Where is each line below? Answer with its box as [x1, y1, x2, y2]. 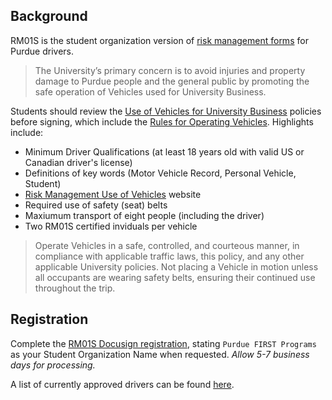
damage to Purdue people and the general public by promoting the [34, 75, 310, 87]
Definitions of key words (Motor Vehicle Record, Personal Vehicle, [24, 167, 297, 179]
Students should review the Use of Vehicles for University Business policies [10, 105, 322, 117]
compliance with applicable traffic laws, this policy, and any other [34, 250, 305, 262]
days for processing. [10, 359, 96, 371]
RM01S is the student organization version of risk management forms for [10, 34, 309, 46]
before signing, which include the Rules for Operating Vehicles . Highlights [10, 115, 314, 128]
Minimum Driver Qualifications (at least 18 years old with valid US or [24, 145, 305, 158]
